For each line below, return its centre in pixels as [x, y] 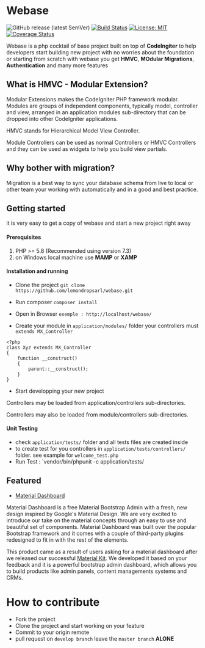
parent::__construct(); [58, 369]
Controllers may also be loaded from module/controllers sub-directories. [98, 414]
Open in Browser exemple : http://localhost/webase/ [84, 314]
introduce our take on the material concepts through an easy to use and [96, 520]
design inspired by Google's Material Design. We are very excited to [92, 514]
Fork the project [35, 619]
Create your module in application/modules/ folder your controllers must [107, 326]
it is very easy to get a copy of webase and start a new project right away [99, 223]
